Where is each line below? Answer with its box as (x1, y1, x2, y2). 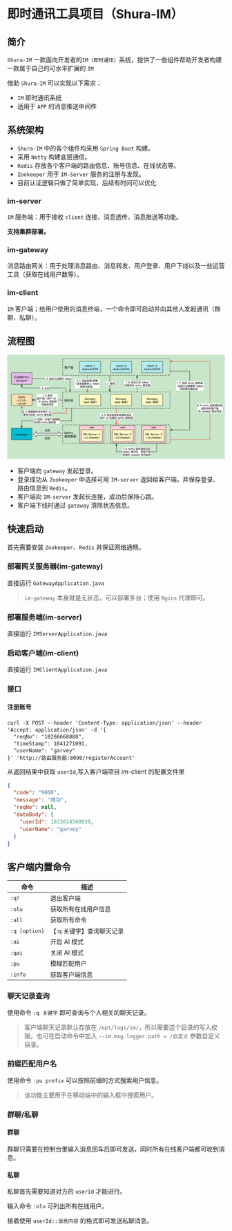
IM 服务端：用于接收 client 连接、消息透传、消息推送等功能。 (7, 213, 183, 221)
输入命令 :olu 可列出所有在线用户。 (7, 1202, 108, 1210)
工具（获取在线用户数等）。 (7, 270, 83, 278)
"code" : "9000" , (13, 789, 60, 796)
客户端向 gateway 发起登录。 (17, 466, 97, 475)
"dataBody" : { (13, 811, 54, 819)
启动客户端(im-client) (7, 649, 79, 658)
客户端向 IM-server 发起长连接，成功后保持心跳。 (17, 492, 158, 501)
